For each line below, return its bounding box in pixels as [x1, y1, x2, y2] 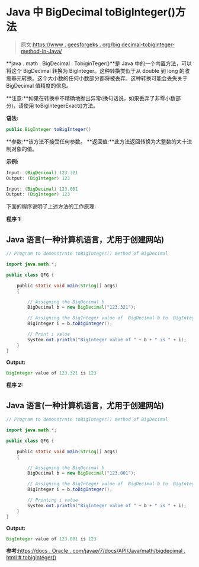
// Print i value [27, 331, 70, 337]
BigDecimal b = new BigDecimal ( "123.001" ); [27, 470, 136, 476]
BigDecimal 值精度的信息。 [6, 82, 72, 89]
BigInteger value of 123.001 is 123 [6, 536, 97, 542]
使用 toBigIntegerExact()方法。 [23, 102, 99, 109]
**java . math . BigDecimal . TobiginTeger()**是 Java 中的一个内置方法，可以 [6, 60, 192, 67]
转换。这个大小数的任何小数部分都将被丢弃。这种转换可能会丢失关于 [21, 75, 188, 82]
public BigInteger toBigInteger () [6, 126, 92, 132]
